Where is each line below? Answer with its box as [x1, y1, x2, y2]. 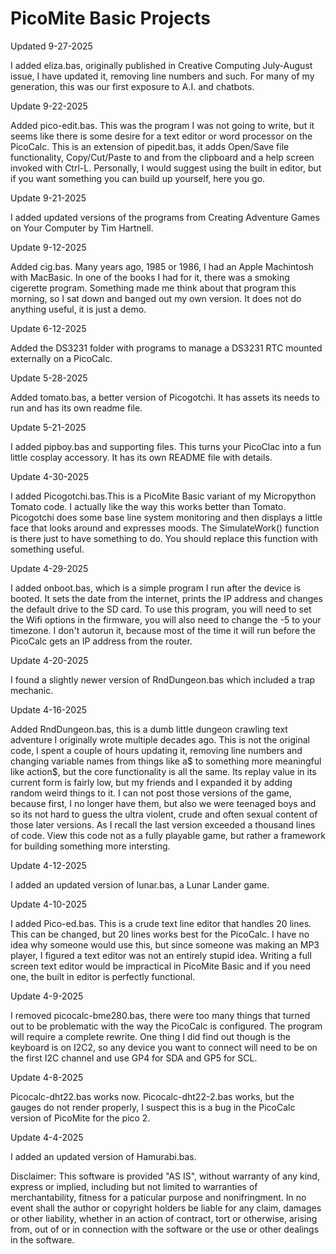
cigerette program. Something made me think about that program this [10, 282, 297, 294]
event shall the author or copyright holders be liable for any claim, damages [10, 1202, 322, 1214]
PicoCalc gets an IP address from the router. [10, 635, 193, 647]
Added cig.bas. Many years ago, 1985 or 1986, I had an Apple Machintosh [10, 260, 314, 272]
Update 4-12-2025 [10, 859, 87, 871]
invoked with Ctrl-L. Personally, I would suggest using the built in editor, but [10, 162, 322, 174]
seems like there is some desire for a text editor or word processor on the [10, 130, 313, 142]
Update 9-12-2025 [10, 241, 87, 253]
